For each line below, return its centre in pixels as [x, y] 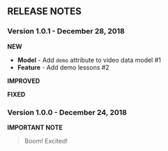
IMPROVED [24, 81]
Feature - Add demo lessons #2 [63, 67]
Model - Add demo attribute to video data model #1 [89, 60]
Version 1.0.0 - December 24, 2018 [67, 112]
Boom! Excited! [46, 141]
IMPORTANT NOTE [35, 127]
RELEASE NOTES [45, 11]
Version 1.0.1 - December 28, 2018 [66, 31]
